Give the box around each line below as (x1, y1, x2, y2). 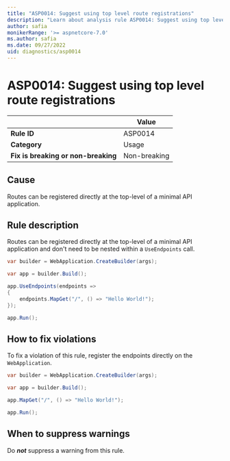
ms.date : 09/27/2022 (7, 42, 66, 49)
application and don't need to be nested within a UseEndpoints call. (7, 245, 195, 253)
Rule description (7, 220, 79, 232)
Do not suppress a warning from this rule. (7, 446, 125, 454)
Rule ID (10, 128, 34, 138)
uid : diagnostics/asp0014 (7, 49, 81, 55)
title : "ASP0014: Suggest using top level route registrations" (7, 10, 194, 17)
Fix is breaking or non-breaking (10, 151, 117, 160)
